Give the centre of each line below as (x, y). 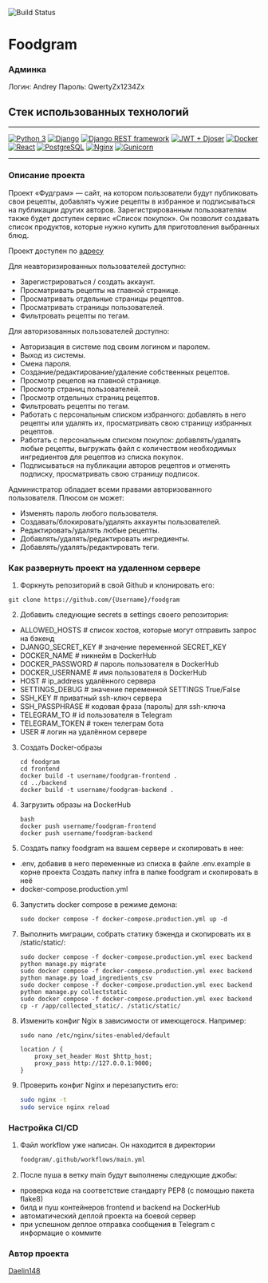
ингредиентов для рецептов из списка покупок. (101, 457)
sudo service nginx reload (65, 1107)
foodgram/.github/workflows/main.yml (83, 1159)
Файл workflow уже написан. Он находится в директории (117, 1145)
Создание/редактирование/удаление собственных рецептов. (125, 372)
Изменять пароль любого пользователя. (89, 513)
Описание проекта (47, 176)
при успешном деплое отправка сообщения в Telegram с (117, 1224)
